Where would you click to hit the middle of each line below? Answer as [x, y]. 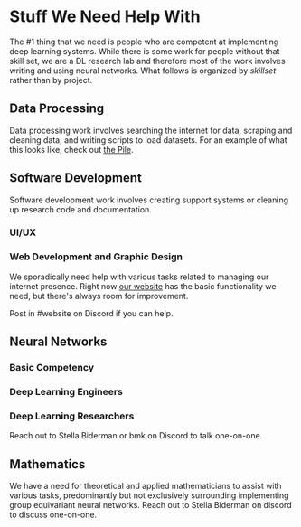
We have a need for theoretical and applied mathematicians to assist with [146, 486]
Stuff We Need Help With [105, 17]
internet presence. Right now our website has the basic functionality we [143, 286]
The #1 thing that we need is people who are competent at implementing [144, 42]
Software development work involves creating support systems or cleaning [149, 200]
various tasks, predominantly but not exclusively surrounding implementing [149, 495]
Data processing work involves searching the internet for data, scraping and [151, 130]
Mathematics [47, 464]
